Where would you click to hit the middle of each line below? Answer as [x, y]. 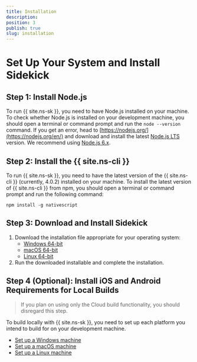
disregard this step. [44, 311]
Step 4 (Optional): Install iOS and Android [83, 281]
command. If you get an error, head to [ [54, 130]
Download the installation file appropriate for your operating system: [98, 237]
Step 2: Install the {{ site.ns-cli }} [68, 161]
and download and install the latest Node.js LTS [122, 136]
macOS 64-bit [41, 250]
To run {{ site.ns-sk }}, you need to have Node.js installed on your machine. [98, 111]
